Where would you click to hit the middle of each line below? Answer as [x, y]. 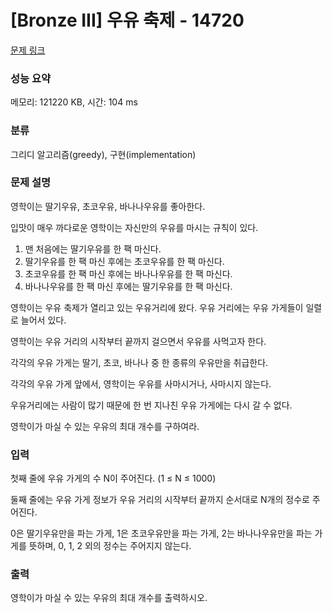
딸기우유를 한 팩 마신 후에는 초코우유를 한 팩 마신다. [124, 261]
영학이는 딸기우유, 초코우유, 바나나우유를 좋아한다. [108, 206]
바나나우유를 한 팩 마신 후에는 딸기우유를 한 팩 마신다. [128, 286]
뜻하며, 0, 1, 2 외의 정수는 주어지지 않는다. [110, 546]
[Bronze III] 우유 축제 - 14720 [127, 20]
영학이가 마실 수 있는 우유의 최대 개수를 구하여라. [105, 426]
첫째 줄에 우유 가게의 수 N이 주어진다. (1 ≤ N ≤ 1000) [113, 478]
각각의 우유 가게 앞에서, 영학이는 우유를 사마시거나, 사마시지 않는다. [141, 383]
